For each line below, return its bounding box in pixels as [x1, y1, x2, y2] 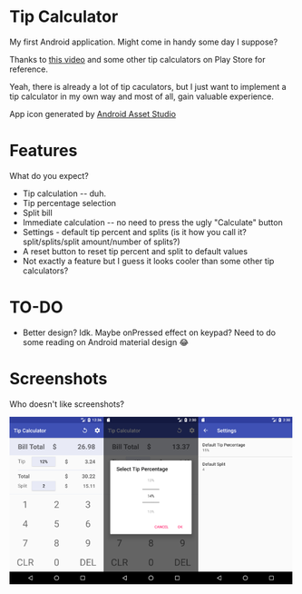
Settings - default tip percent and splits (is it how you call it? [22, 226, 247, 237]
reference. [9, 64, 48, 74]
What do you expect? [9, 170, 89, 181]
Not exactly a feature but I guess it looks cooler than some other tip [22, 255, 275, 266]
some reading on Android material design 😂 [22, 336, 189, 347]
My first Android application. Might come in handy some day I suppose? [9, 36, 278, 47]
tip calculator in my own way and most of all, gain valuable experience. [9, 91, 274, 102]
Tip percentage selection [22, 197, 116, 208]
